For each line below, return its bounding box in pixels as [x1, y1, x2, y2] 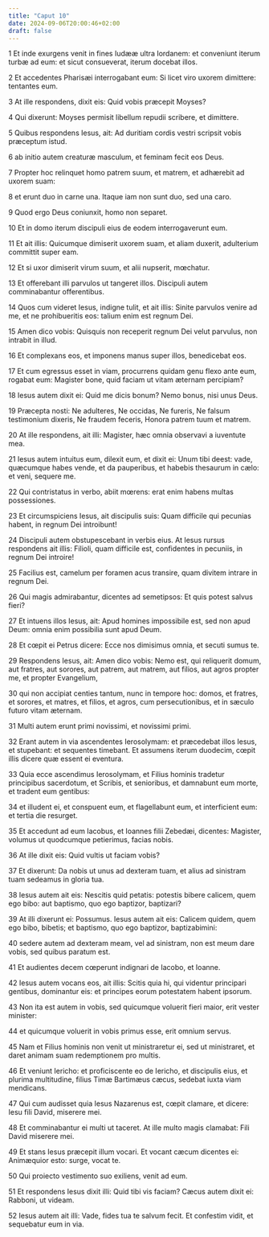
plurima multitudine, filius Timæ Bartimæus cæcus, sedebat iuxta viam [8, 1075, 242, 1084]
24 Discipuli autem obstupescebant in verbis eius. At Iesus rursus [8, 536, 225, 545]
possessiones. [8, 495, 56, 505]
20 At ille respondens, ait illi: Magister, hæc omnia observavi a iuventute [8, 430, 247, 440]
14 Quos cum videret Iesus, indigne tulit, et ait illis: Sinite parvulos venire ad [8, 302, 258, 312]
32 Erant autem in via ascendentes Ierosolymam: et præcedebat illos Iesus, [8, 737, 257, 746]
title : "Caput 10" [8, 11, 70, 20]
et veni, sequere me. [8, 471, 76, 481]
